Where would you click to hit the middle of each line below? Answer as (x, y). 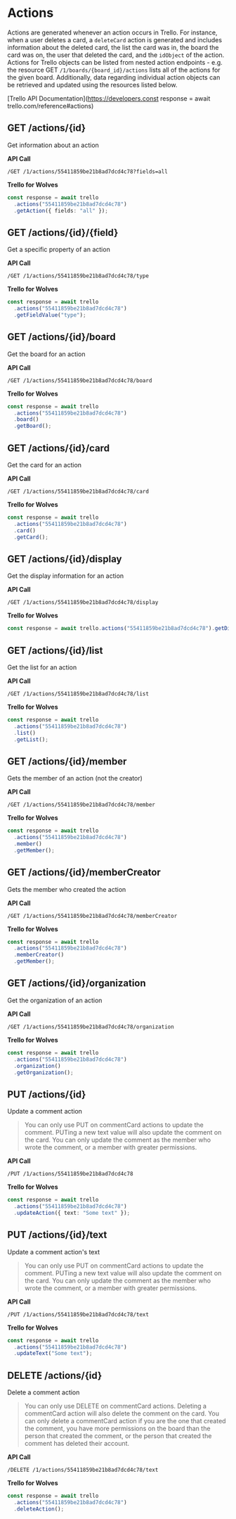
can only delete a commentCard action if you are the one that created (125, 1421)
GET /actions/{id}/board (61, 337)
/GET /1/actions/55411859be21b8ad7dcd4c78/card (78, 491)
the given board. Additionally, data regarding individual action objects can (114, 77)
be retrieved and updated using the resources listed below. (92, 84)
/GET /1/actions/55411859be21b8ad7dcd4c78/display (83, 603)
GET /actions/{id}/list (55, 650)
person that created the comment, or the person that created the (118, 1436)
